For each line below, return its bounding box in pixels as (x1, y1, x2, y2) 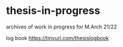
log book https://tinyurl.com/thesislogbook (6, 34, 110, 41)
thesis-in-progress (6, 4, 101, 17)
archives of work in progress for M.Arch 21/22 (6, 23, 117, 30)
